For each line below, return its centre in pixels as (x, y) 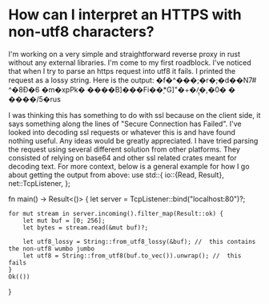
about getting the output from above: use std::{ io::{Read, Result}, (116, 175)
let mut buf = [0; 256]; (64, 221)
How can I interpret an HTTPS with (125, 15)
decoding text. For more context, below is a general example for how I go (129, 166)
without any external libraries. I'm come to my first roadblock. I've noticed (130, 63)
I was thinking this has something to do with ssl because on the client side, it (134, 115)
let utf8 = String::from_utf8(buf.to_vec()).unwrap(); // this (132, 255)
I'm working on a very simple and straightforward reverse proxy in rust (124, 54)
